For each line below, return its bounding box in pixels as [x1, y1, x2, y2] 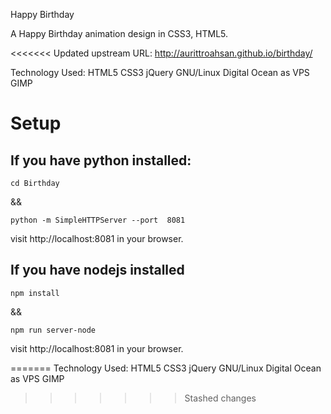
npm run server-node [10, 325, 97, 335]
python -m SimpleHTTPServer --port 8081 [10, 215, 186, 225]
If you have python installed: [10, 152, 192, 169]
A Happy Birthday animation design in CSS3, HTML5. [10, 28, 229, 39]
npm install [10, 288, 60, 298]
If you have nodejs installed [10, 262, 185, 279]
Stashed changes [184, 392, 257, 404]
